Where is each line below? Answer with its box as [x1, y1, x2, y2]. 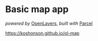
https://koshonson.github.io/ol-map [5, 30, 80, 36]
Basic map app [5, 4, 69, 15]
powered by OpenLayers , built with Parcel [5, 20, 93, 26]
